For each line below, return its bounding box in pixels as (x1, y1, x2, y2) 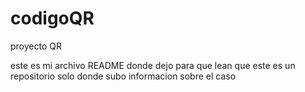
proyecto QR (10, 40, 62, 52)
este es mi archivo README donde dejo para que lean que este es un (10, 59, 296, 71)
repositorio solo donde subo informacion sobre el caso (10, 70, 237, 82)
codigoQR (10, 7, 95, 30)
